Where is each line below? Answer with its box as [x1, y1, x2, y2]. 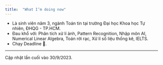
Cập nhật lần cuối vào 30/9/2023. [5, 54, 73, 60]
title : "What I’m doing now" [5, 7, 66, 12]
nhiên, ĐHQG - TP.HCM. [12, 25, 61, 31]
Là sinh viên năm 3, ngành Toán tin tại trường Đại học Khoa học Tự [12, 20, 146, 26]
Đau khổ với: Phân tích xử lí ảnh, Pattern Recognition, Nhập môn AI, [12, 30, 147, 36]
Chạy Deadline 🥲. [12, 40, 47, 46]
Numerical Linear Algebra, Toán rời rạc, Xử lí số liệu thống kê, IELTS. [12, 36, 149, 41]
